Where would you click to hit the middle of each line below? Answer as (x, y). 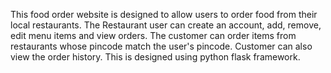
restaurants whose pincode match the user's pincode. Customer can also (161, 46)
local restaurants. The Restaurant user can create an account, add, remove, (166, 25)
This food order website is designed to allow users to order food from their (164, 14)
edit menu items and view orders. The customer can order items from (153, 35)
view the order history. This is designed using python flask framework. (155, 57)
